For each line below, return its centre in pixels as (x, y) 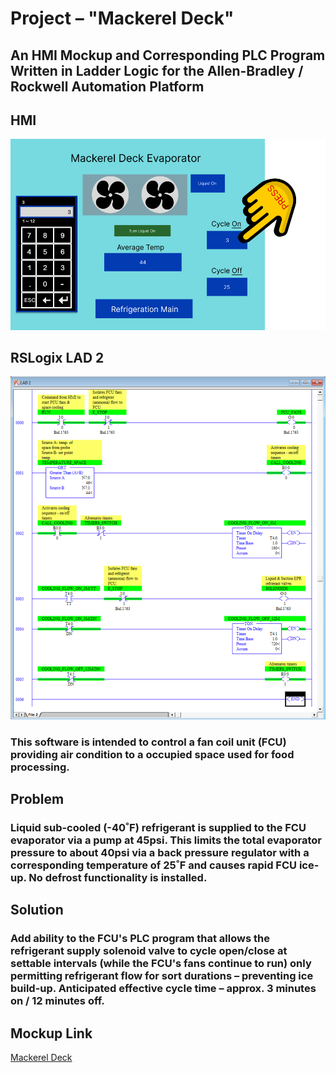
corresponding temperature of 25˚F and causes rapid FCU (154, 865)
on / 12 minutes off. (57, 1001)
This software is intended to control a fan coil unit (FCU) (148, 742)
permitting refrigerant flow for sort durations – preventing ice (162, 976)
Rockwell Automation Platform (107, 86)
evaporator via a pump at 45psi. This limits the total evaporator (166, 840)
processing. (40, 767)
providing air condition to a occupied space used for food (152, 754)
